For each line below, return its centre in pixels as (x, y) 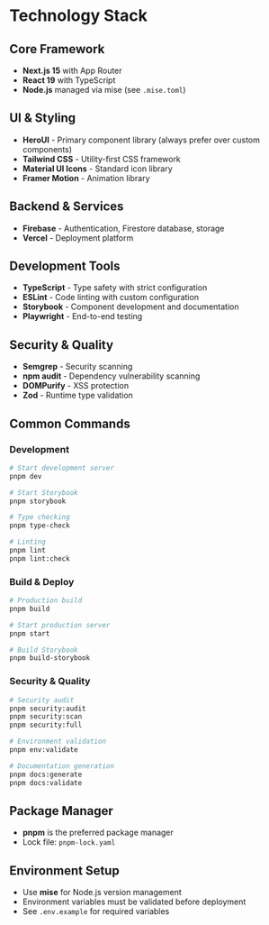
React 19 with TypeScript (69, 80)
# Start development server (62, 468)
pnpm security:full (46, 725)
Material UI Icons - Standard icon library (97, 169)
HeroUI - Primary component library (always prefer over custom (141, 140)
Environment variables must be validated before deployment (134, 902)
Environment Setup (64, 870)
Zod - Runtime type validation (77, 395)
